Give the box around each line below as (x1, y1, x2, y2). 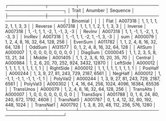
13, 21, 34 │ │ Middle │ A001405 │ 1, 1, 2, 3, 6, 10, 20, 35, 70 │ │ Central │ (5, 55, 155, 60)
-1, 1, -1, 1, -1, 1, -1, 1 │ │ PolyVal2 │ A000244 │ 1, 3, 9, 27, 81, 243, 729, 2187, (5, 76, 161, 81)
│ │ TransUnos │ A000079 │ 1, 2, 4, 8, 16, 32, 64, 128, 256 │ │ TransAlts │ (5, 86, 156, 92)
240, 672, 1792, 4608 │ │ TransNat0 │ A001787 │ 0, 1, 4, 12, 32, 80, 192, (5, 97, 153, 102)
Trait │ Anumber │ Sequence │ (71, 7, 135, 13)
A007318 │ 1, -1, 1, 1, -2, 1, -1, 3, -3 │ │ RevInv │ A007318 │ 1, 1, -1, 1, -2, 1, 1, (5, 29, 159, 34)
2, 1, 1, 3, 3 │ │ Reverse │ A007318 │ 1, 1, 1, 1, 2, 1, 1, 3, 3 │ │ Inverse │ (5, 23, 147, 29)
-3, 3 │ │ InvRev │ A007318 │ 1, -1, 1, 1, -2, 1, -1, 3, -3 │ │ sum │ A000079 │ (5, 34, 158, 40)
